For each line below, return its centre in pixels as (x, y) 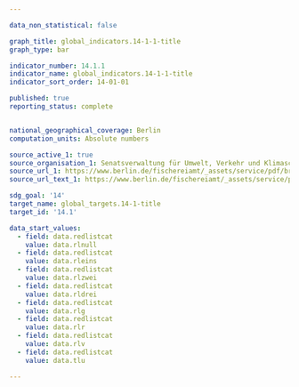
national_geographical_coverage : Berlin (85, 130)
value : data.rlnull (61, 245)
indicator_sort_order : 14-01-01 (69, 82)
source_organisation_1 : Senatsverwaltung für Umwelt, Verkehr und (135, 163)
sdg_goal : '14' (37, 196)
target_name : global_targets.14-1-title (85, 204)
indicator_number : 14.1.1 (57, 66)
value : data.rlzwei (61, 278)
